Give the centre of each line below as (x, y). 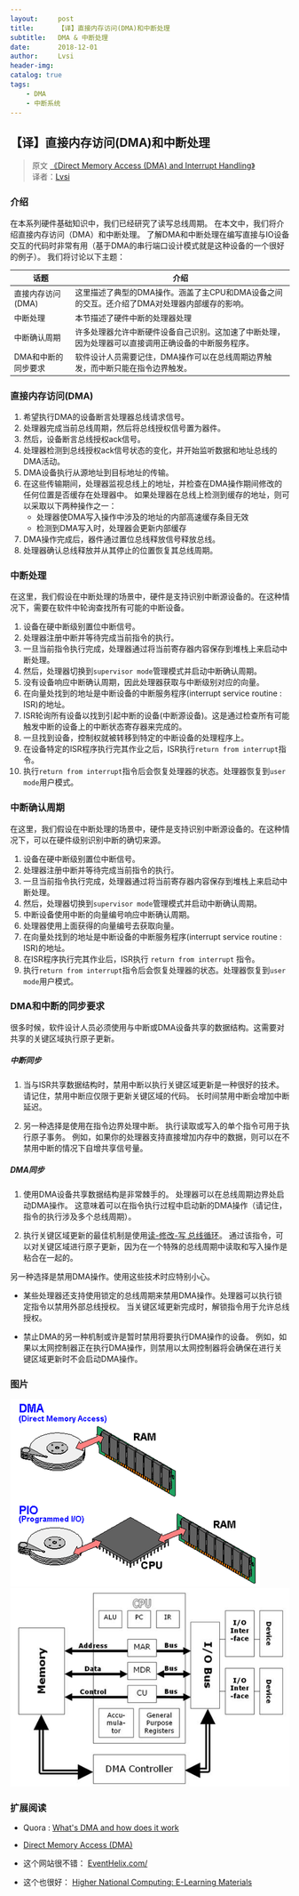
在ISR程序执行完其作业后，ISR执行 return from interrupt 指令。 (141, 959)
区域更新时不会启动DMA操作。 (87, 1359)
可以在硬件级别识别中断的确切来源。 (99, 840)
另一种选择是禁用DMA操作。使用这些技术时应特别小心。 (113, 1276)
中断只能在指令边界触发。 (145, 368)
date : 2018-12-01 (54, 47)
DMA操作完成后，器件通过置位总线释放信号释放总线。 (122, 539)
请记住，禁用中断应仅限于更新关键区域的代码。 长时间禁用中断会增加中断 (156, 1095)
